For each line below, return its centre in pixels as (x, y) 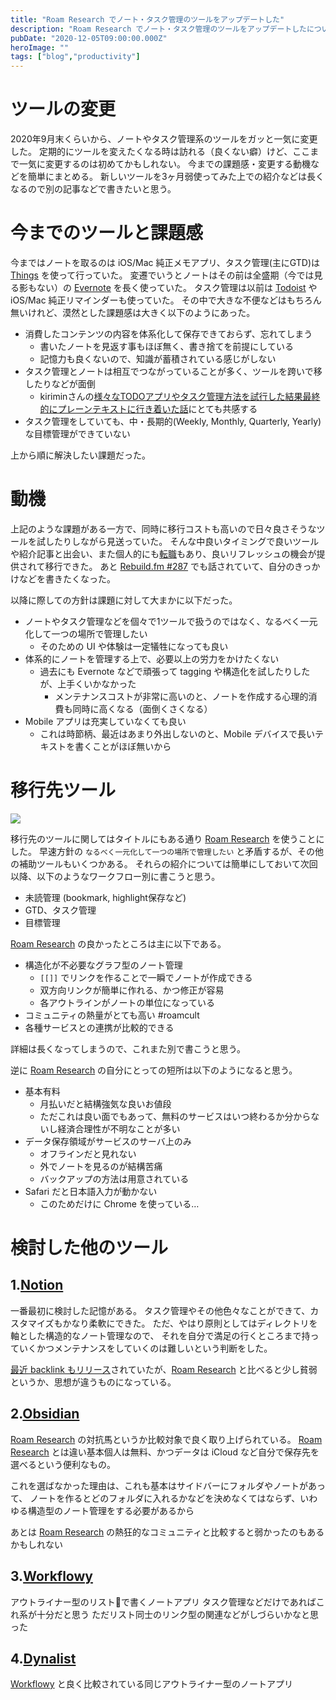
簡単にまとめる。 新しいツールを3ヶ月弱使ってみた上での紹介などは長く (176, 177)
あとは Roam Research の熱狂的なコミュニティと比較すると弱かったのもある (167, 1532)
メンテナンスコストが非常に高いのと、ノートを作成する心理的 (181, 696)
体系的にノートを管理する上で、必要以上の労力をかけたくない (152, 658)
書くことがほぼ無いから (123, 746)
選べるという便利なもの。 (63, 1464)
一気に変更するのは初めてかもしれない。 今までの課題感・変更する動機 (164, 164)
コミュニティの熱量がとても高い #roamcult (112, 1015)
